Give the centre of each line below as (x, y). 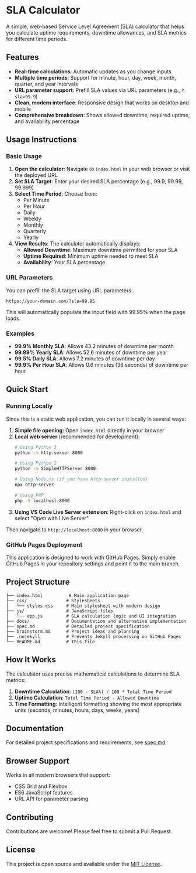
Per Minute (36, 200)
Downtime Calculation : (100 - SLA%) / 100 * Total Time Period (93, 691)
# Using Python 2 (36, 463)
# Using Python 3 (36, 447)
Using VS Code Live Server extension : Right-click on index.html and (98, 512)
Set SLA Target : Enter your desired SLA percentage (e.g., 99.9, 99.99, (99, 182)
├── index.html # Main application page (68, 595)
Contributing (30, 817)
